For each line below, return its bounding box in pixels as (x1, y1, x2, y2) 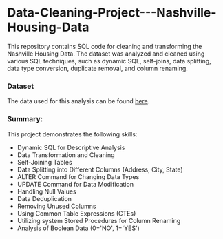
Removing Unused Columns (17, 202, 96, 210)
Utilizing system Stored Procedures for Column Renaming (17, 216, 181, 225)
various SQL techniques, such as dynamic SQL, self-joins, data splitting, (7, 56, 211, 65)
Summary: (7, 114, 43, 124)
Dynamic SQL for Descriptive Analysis (17, 143, 125, 152)
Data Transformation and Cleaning (17, 150, 115, 159)
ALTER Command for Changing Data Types (17, 172, 140, 180)
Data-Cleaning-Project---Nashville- (7, 5, 217, 21)
